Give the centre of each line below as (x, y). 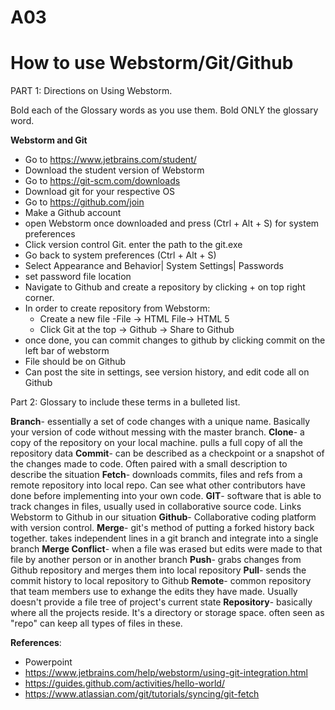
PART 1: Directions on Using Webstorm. (91, 91)
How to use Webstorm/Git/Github (152, 63)
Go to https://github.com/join (84, 202)
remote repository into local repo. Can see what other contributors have (158, 485)
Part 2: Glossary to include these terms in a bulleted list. (125, 402)
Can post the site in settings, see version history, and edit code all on (167, 372)
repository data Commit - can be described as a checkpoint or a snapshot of (167, 453)
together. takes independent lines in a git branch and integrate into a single (164, 538)
